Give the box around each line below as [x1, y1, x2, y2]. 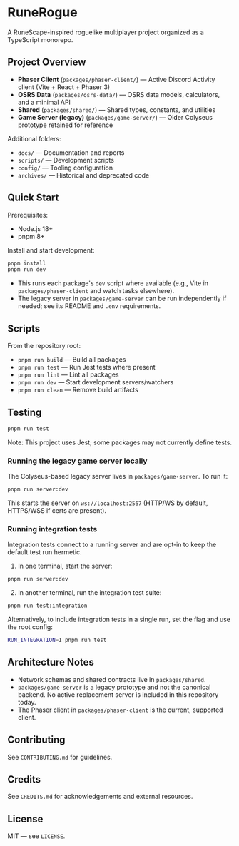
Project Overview [7, 56, 86, 68]
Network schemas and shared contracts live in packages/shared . [17, 675, 206, 683]
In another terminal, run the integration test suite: [17, 588, 162, 597]
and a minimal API [17, 98, 71, 106]
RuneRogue [7, 4, 78, 21]
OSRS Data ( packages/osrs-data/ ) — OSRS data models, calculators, [17, 90, 220, 98]
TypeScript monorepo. [7, 35, 73, 44]
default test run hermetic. [7, 548, 82, 556]
